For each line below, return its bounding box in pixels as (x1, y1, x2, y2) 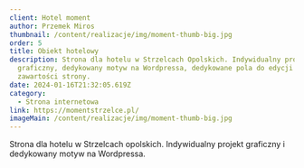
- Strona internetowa (17, 97, 100, 107)
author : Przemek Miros (9, 22, 95, 31)
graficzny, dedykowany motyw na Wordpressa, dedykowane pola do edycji (17, 64, 294, 73)
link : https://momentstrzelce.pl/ (9, 106, 140, 115)
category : (9, 89, 47, 98)
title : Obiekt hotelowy (9, 47, 100, 56)
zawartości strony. (17, 72, 91, 81)
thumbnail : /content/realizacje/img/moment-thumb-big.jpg (9, 30, 233, 39)
